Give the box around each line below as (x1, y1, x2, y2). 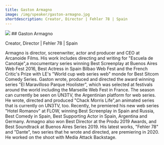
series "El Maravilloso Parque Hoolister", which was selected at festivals (5, 81, 153, 87)
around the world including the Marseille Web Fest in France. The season (5, 87, 155, 93)
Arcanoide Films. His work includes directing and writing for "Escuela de (5, 55, 153, 61)
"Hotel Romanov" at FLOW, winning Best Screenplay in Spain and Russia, (5, 108, 155, 114)
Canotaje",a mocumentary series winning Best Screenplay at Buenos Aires (5, 61, 158, 67)
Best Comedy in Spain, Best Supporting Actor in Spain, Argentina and (5, 113, 148, 119)
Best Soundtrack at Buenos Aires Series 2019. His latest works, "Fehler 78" (5, 124, 159, 130)
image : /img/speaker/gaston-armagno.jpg (5, 12, 90, 17)
